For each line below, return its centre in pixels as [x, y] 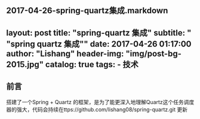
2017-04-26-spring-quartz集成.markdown [87, 11]
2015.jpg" [25, 64]
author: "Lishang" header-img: [65, 53]
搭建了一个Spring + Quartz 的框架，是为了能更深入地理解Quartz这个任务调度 [100, 102]
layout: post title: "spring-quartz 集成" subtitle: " [99, 32]
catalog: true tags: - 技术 [92, 64]
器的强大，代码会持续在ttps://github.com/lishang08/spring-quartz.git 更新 [97, 109]
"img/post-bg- [154, 53]
